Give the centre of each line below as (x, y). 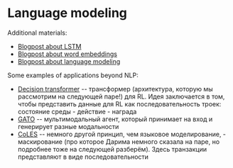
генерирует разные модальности (68, 126)
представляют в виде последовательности (83, 157)
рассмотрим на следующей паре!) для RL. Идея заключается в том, (121, 96)
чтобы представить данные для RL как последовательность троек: (119, 103)
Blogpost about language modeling (69, 61)
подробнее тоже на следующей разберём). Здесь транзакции (112, 149)
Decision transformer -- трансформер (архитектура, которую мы (115, 89)
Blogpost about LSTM (49, 46)
